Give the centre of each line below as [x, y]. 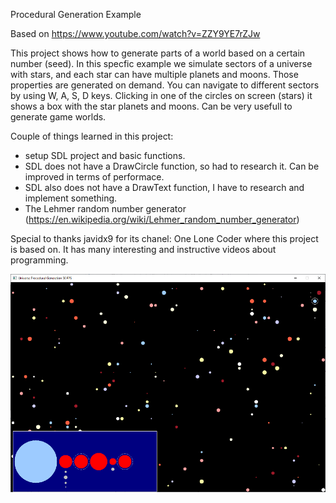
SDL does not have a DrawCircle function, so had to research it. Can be [172, 166]
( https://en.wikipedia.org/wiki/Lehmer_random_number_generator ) [162, 219]
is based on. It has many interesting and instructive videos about [143, 249]
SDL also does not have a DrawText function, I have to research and [164, 187]
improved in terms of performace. [94, 177]
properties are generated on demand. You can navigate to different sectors [165, 85]
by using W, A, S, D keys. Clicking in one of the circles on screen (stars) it [161, 95]
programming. [39, 260]
